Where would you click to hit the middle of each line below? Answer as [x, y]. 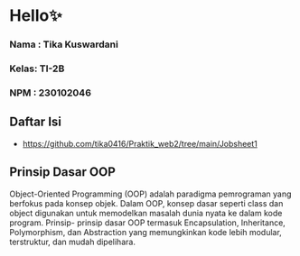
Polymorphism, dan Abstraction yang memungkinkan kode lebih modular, [145, 232]
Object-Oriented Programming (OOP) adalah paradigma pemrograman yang [150, 194]
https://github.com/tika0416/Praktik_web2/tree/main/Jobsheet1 [140, 143]
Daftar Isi [35, 122]
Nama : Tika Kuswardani [64, 44]
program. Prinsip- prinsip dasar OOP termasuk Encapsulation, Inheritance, [148, 223]
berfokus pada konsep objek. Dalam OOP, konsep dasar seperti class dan [146, 203]
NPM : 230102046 [51, 93]
